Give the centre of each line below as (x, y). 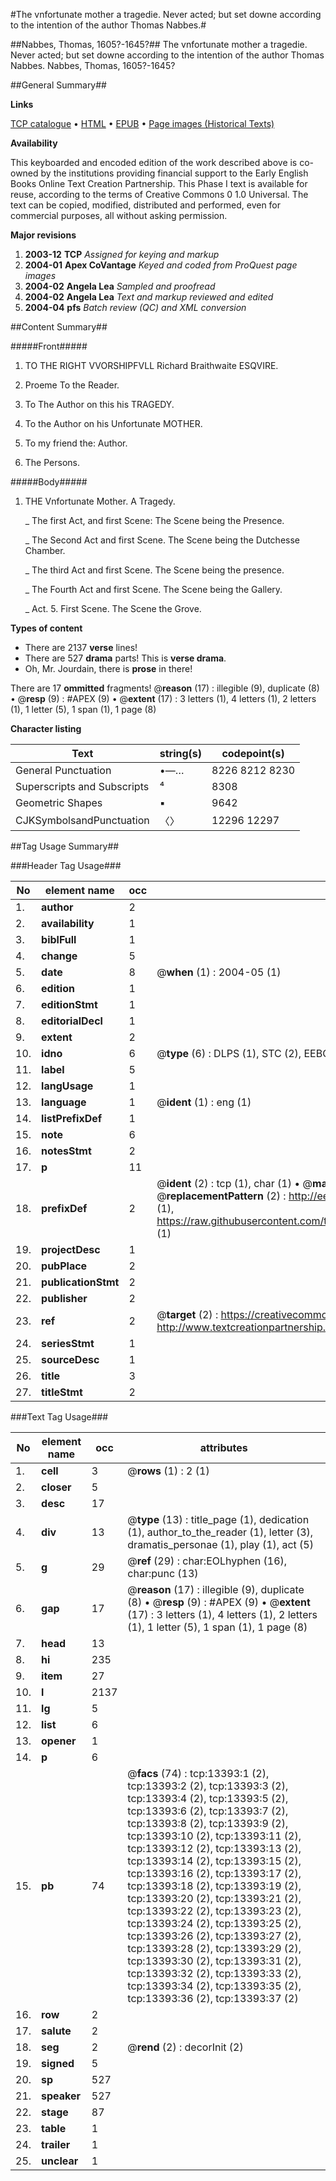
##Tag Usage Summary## (65, 846)
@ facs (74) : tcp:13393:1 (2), (198, 1773)
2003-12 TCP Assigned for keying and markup (122, 254)
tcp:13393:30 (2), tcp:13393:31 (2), (214, 1961)
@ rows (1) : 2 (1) (168, 1471)
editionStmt (69, 1004)
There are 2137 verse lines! (81, 647)
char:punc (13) (163, 1573)
